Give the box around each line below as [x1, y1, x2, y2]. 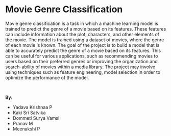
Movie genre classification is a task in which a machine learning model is [5, 20, 158, 26]
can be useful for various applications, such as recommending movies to [5, 52, 158, 59]
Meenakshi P [12, 126, 40, 132]
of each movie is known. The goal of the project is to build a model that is [5, 42, 160, 48]
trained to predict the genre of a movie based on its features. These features [5, 25, 166, 32]
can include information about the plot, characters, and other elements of [5, 31, 160, 37]
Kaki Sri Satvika [12, 110, 46, 116]
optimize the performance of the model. [5, 74, 89, 80]
